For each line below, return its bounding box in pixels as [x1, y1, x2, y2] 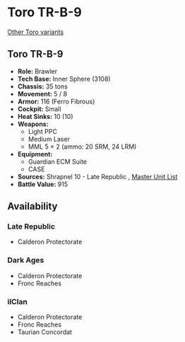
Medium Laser [28, 135, 71, 143]
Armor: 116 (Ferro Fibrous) [17, 97, 95, 106]
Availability [7, 200, 58, 212]
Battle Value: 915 [17, 180, 68, 188]
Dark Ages [7, 256, 44, 266]
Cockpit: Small [17, 104, 61, 113]
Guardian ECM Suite [28, 157, 87, 166]
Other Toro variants [7, 28, 64, 36]
